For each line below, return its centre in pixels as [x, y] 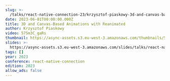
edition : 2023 [20, 66]
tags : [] [14, 52]
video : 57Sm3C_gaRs [26, 33]
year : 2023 [17, 57]
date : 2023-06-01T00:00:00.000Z [39, 19]
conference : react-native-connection [45, 61]
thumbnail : [17, 38]
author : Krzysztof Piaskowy [35, 29]
